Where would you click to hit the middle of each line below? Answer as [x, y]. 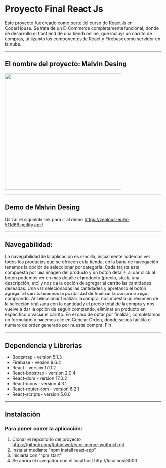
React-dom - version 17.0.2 [40, 378]
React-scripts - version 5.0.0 [41, 394]
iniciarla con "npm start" [37, 455]
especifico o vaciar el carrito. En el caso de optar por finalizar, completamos [83, 315]
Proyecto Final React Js [54, 9]
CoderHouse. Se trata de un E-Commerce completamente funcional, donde [82, 28]
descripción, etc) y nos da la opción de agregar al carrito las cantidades [78, 283]
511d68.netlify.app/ [24, 225]
